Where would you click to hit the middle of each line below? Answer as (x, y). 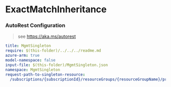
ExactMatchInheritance (56, 9)
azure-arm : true (22, 56)
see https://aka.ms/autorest (47, 36)
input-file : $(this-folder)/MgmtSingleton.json (57, 65)
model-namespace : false (31, 60)
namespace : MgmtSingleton (33, 70)
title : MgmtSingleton (28, 46)
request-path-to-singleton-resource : (45, 74)
